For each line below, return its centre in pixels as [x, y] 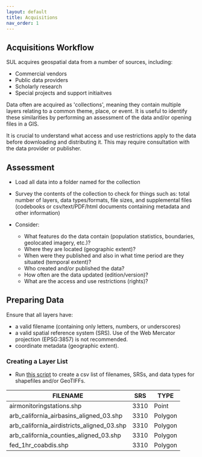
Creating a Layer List [37, 361]
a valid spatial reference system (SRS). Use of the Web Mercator [95, 333]
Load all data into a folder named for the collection [77, 182]
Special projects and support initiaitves [63, 93]
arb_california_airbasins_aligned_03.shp [66, 416]
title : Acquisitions [32, 18]
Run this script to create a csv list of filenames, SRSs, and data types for [105, 374]
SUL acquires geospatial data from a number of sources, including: [90, 62]
